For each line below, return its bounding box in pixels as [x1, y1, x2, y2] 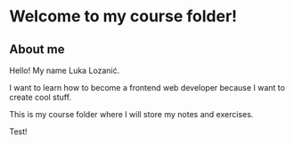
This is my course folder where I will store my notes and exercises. [9, 109, 254, 119]
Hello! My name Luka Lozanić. [9, 65, 120, 76]
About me [9, 42, 65, 57]
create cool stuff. [9, 92, 72, 102]
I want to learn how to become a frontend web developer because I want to [9, 83, 285, 92]
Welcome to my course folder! [9, 6, 238, 27]
